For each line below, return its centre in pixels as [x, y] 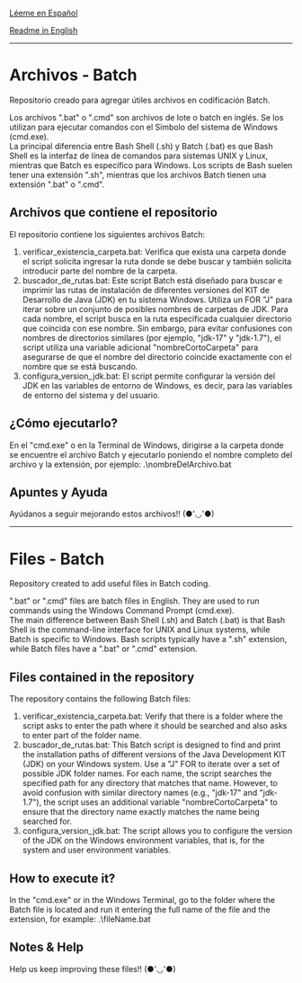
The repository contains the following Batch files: [100, 699]
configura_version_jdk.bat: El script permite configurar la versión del [149, 376]
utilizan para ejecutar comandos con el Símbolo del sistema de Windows [144, 127]
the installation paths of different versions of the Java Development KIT [154, 755]
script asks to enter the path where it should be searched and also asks [155, 726]
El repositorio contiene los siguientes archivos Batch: [107, 234]
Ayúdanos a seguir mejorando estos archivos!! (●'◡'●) [112, 514]
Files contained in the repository [102, 677]
